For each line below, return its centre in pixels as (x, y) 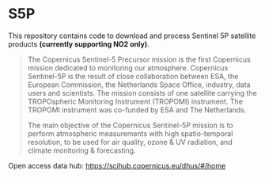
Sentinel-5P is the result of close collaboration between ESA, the (133, 76)
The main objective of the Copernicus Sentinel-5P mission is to (130, 125)
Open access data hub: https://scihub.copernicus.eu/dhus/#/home (117, 165)
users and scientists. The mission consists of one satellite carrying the (142, 93)
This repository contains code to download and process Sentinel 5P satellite (132, 36)
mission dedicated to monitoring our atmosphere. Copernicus (128, 67)
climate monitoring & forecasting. (81, 150)
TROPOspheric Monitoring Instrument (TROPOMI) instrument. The (135, 101)
